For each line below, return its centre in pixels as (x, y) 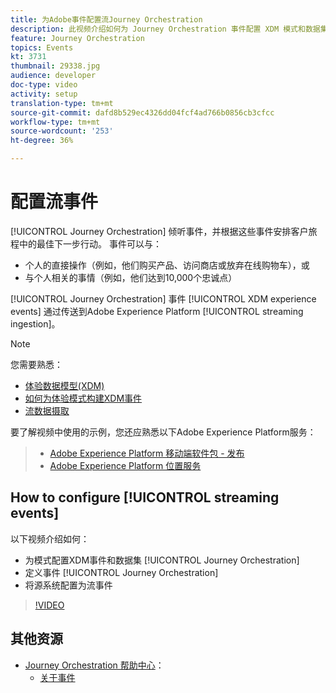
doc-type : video (44, 85)
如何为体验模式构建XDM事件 (83, 398)
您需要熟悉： (36, 364)
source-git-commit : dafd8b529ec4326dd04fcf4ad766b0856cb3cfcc (142, 112)
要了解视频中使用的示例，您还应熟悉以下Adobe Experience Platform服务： (163, 432)
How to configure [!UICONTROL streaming (145, 497)
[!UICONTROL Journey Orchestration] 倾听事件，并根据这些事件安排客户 (159, 231)
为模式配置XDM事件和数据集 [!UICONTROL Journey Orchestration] (162, 560)
